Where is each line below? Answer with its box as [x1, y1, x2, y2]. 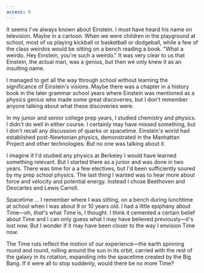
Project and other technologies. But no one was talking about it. [6, 140, 166, 147]
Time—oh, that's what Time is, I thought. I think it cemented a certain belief [6, 208, 195, 216]
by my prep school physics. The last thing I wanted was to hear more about [6, 171, 195, 179]
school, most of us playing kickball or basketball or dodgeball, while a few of [6, 38, 199, 46]
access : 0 [6, 9, 32, 15]
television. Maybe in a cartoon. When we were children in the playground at [6, 32, 196, 40]
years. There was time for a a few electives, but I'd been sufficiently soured [6, 165, 195, 172]
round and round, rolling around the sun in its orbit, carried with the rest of [6, 246, 193, 253]
